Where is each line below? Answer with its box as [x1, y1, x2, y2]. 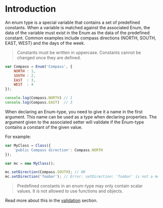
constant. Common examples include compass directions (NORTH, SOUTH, [5, 35, 156, 41]
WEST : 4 [14, 82, 34, 87]
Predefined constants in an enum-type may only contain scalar [16, 183, 143, 189]
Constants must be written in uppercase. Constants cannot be [16, 50, 142, 55]
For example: [5, 134, 32, 139]
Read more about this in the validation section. [5, 198, 98, 204]
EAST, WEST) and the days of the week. [5, 40, 85, 46]
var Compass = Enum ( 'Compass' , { [5, 64, 73, 69]
